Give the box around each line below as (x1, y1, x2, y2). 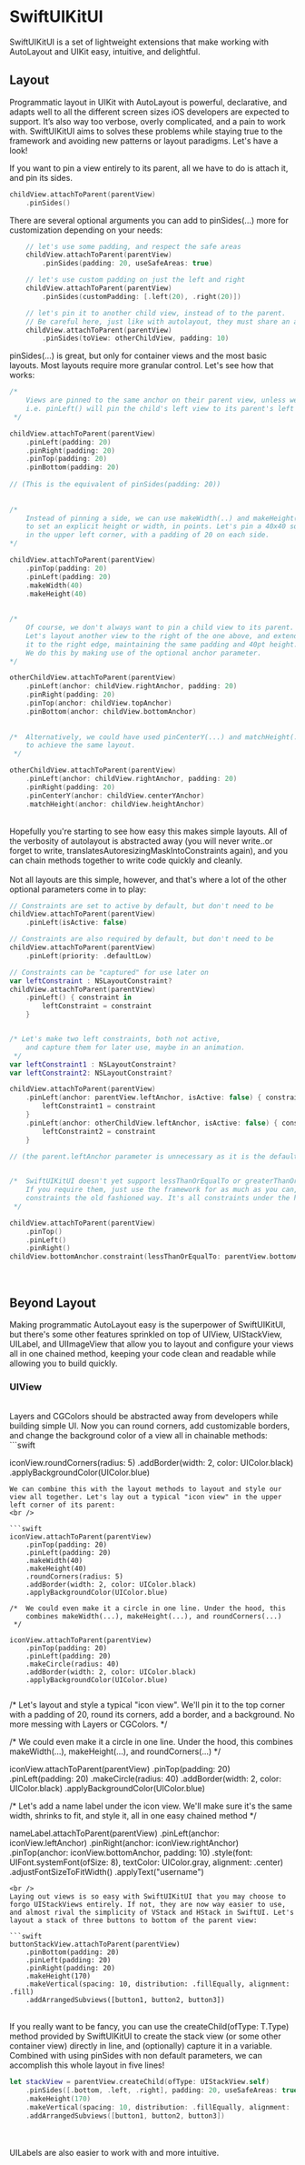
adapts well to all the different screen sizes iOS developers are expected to (9, 106, 290, 117)
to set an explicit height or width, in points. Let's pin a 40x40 (25, 522, 286, 531)
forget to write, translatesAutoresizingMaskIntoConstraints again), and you (9, 845, 289, 856)
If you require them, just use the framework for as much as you (25, 1185, 279, 1195)
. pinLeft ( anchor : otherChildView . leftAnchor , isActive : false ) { (25, 1118, 279, 1128)
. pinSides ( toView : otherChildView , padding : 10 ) (42, 334, 230, 343)
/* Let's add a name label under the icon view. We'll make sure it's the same (9, 1800, 293, 1811)
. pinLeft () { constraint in (25, 993, 132, 1002)
